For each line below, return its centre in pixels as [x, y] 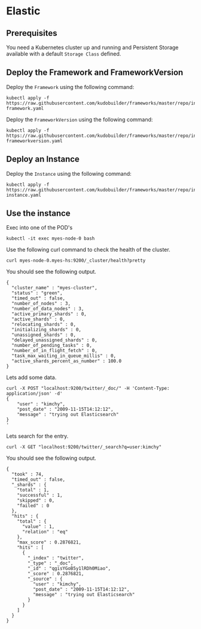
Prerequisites [32, 33]
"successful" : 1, [40, 495]
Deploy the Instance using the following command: [69, 173]
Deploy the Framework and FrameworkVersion [95, 73]
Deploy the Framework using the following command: [70, 87]
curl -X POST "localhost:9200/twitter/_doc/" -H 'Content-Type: [88, 389]
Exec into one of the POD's [39, 228]
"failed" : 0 [33, 506]
